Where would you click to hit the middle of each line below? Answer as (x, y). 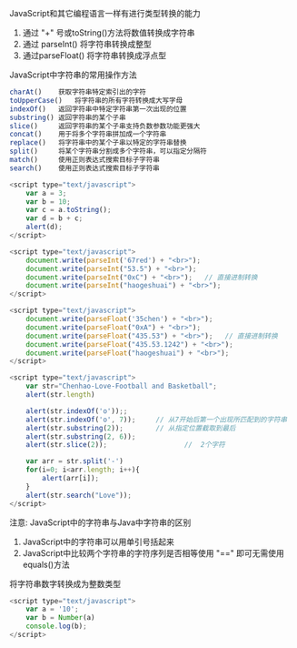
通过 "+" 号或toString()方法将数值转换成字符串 (109, 33)
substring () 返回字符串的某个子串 (68, 117)
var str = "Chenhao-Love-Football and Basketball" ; (122, 386)
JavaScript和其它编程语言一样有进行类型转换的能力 (105, 13)
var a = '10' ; (52, 609)
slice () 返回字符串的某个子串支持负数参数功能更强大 (105, 126)
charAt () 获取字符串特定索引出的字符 (78, 92)
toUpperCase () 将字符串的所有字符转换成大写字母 (96, 100)
